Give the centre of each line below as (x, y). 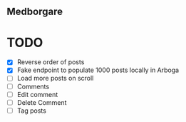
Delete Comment (42, 102)
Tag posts (32, 111)
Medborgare (35, 12)
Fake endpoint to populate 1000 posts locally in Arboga (98, 70)
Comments (33, 86)
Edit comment (37, 94)
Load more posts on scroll (55, 78)
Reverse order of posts (51, 62)
